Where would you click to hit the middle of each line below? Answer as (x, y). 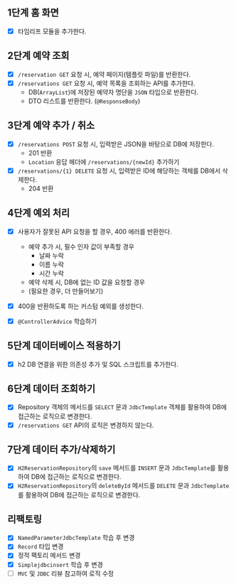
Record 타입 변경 (41, 546)
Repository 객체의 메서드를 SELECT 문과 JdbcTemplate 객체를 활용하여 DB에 (122, 407)
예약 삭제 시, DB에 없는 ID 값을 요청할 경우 (87, 282)
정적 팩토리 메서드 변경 (49, 556)
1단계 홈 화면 (33, 13)
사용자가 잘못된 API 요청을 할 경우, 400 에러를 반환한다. (95, 231)
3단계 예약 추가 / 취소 (51, 125)
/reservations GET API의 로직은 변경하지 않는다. (86, 425)
